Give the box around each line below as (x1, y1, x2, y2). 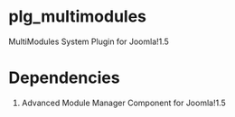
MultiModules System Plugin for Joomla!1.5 (8, 36, 169, 47)
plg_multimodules (8, 6, 146, 27)
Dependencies (8, 67, 120, 88)
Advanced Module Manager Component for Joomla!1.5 (21, 97, 227, 108)
